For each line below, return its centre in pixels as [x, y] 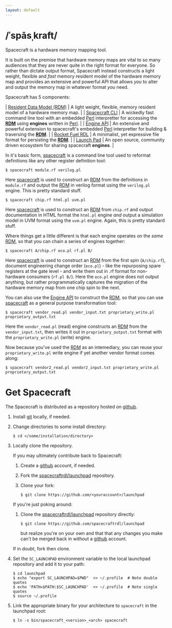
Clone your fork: [37, 485]
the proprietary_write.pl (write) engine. [48, 337]
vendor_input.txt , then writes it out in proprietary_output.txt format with [84, 331]
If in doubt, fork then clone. [41, 548]
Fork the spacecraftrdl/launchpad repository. [68, 475]
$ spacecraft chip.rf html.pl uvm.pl [46, 200]
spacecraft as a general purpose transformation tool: [61, 303]
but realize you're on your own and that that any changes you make [91, 533]
